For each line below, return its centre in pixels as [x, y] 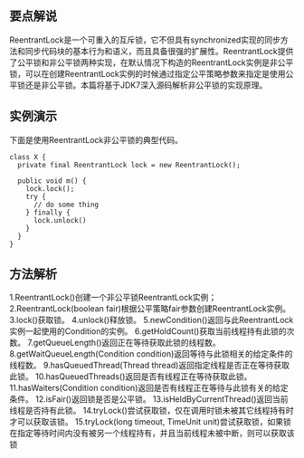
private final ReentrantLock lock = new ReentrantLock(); [129, 165]
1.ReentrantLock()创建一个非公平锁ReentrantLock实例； [113, 298]
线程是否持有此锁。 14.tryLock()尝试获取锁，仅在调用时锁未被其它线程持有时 [152, 411]
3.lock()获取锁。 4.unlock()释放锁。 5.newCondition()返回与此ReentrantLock [152, 320]
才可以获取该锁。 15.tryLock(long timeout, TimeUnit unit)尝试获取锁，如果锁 [150, 422]
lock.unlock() [60, 220]
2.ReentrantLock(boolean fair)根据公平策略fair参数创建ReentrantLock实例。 [150, 309]
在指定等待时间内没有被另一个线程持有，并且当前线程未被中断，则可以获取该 [152, 434]
